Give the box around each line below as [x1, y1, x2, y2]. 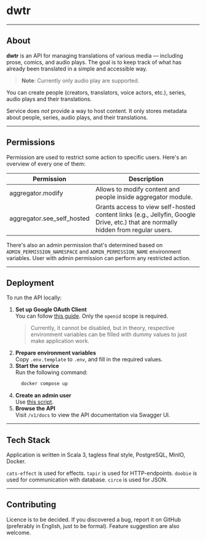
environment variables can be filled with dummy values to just [30, 331, 187, 338]
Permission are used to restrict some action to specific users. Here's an [6, 153, 187, 161]
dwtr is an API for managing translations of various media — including [6, 52, 183, 59]
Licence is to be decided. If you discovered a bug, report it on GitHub [6, 516, 181, 523]
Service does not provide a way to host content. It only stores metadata [6, 107, 187, 114]
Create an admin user [15, 392, 72, 399]
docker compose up [21, 381, 68, 387]
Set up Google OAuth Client [15, 306, 87, 313]
